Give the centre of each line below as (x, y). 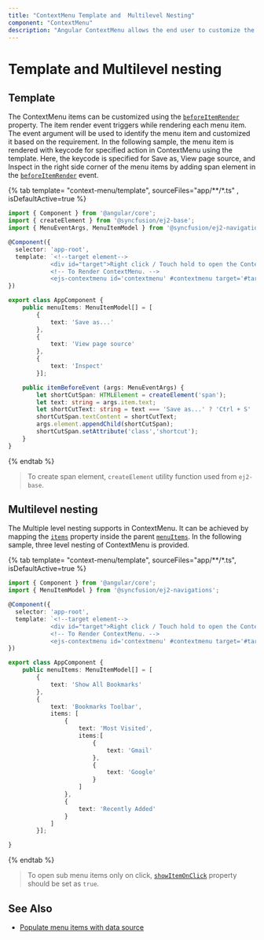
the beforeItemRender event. (53, 175)
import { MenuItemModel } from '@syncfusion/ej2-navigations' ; (114, 591)
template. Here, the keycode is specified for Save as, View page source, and (132, 159)
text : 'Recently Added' (117, 809)
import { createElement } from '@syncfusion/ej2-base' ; (101, 221)
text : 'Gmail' (130, 750)
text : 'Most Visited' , (115, 728)
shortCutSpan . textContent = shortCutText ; (107, 417)
